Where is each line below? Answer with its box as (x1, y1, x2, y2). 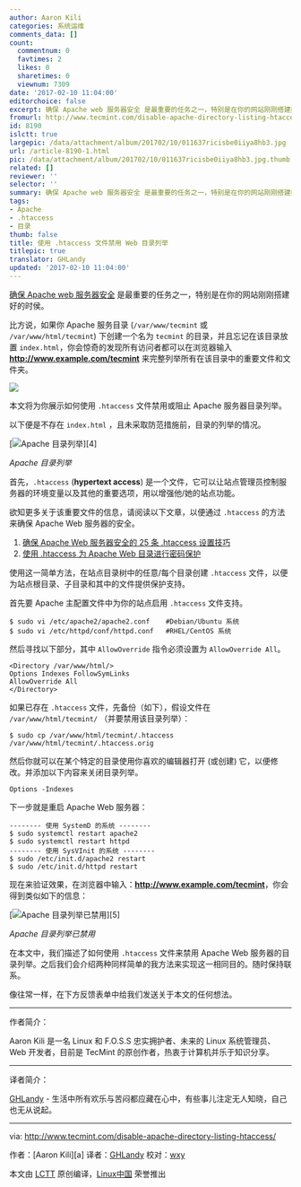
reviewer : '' (9, 171, 58, 180)
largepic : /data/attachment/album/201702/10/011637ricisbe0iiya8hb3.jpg (9, 138, 287, 147)
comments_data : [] (9, 30, 78, 39)
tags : (9, 196, 30, 206)
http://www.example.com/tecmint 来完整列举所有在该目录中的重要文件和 (9, 353, 284, 363)
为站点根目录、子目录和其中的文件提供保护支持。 (9, 578, 190, 589)
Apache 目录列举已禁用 (9, 928, 96, 938)
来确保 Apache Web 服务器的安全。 (9, 518, 141, 528)
